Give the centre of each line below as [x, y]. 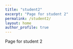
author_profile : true [27, 28]
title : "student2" [24, 9]
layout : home [18, 23]
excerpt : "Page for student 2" [37, 14]
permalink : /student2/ [28, 18]
